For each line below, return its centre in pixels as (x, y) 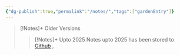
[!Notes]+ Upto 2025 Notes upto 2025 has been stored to (104, 39)
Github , (44, 46)
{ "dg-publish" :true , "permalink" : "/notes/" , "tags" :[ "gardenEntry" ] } (90, 11)
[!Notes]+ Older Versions (50, 28)
